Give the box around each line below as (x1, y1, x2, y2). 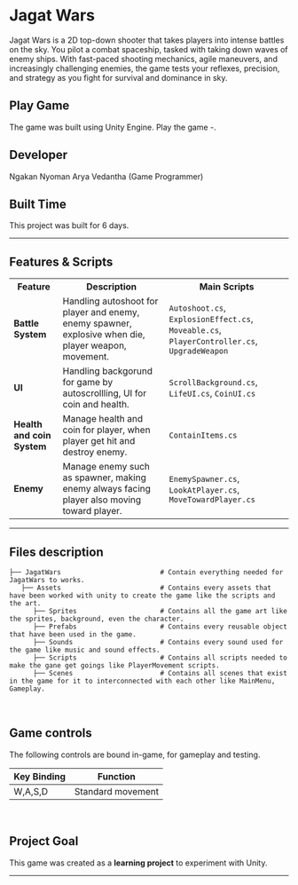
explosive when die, (62, 328, 145, 341)
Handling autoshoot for (62, 295, 159, 307)
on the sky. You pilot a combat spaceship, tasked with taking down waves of (9, 43, 288, 54)
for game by (62, 376, 114, 389)
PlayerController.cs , (169, 335, 259, 347)
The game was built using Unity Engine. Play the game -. (9, 122, 216, 132)
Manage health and (62, 413, 144, 425)
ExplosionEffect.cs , (169, 312, 254, 325)
